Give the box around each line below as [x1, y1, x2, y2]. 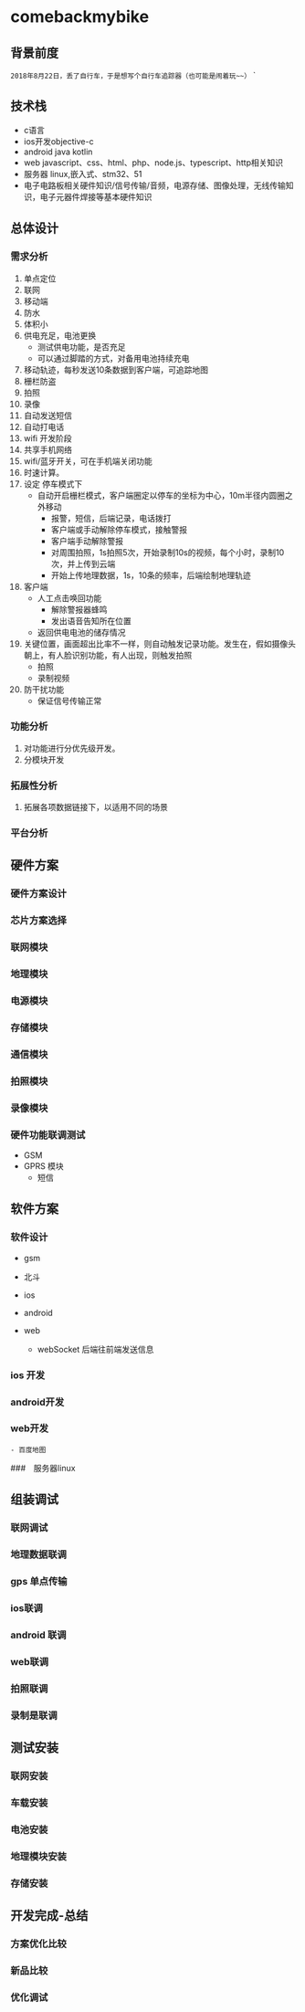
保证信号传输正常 [37, 695, 102, 706]
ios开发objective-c [23, 135, 94, 147]
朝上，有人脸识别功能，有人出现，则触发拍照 [23, 649, 193, 660]
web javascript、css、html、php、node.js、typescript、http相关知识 [23, 157, 284, 168]
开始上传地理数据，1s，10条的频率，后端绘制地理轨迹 [50, 569, 251, 581]
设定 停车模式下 [23, 478, 83, 490]
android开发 [10, 1396, 65, 1408]
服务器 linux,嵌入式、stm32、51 [23, 168, 142, 179]
